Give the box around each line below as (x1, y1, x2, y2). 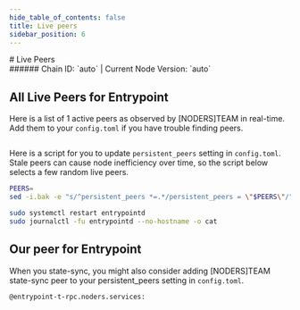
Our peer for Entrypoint (9, 242, 142, 257)
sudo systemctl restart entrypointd (9, 208, 146, 217)
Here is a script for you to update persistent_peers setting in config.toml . (9, 148, 281, 159)
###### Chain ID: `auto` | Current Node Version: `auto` (9, 63, 212, 74)
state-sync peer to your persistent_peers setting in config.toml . (9, 274, 245, 286)
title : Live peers (9, 21, 78, 30)
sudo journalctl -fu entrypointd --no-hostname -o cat (9, 216, 218, 226)
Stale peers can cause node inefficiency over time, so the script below (9, 157, 269, 168)
